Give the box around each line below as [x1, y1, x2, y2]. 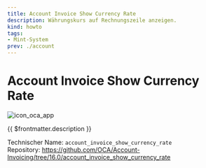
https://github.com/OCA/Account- [41, 145, 140, 154]
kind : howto [7, 23, 42, 30]
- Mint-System [7, 36, 49, 43]
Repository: [7, 145, 41, 154]
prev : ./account [7, 43, 55, 50]
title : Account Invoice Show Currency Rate [7, 10, 137, 17]
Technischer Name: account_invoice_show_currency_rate [7, 138, 172, 146]
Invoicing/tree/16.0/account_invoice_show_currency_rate [7, 153, 171, 161]
